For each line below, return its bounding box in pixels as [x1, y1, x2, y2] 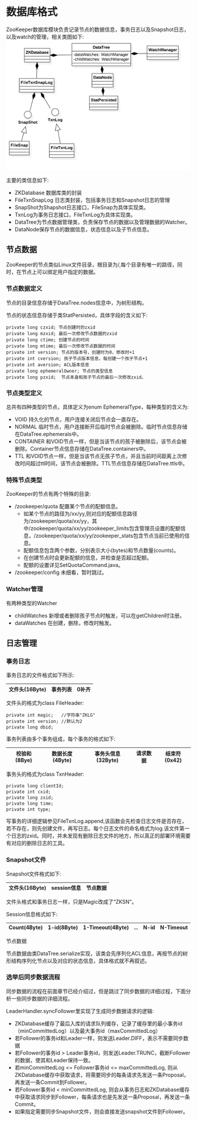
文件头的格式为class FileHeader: [6, 700, 84, 707]
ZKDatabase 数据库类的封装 [14, 189, 82, 196]
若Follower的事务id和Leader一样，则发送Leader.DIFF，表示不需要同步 [14, 1034, 184, 1042]
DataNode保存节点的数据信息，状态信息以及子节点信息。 [14, 225, 152, 232]
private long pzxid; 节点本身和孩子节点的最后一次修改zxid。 [6, 374, 147, 380]
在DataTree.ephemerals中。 [14, 430, 82, 437]
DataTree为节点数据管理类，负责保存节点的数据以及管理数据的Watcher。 [14, 218, 191, 225]
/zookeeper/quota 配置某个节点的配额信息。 [14, 503, 121, 510]
